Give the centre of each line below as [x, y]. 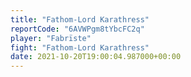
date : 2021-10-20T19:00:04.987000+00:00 [96, 57]
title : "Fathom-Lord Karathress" [80, 19]
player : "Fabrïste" [51, 38]
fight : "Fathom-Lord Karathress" [80, 47]
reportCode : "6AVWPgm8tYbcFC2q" [77, 29]
